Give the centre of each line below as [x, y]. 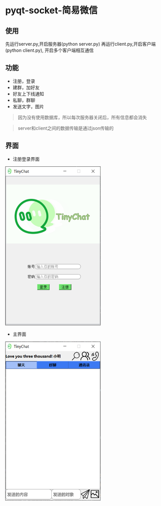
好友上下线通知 [28, 94]
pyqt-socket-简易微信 [52, 10]
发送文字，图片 [28, 106]
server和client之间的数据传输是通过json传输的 [66, 128]
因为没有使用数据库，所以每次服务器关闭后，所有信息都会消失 [82, 117]
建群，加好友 [26, 87]
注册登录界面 [26, 159]
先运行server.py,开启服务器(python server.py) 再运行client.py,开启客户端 [80, 44]
